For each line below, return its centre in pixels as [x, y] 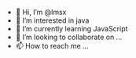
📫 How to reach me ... [52, 46]
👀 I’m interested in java [52, 20]
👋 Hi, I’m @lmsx [41, 12]
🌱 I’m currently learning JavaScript [72, 29]
